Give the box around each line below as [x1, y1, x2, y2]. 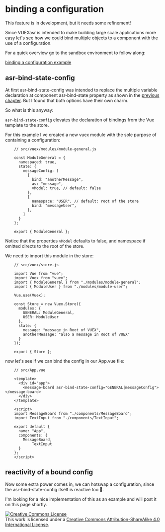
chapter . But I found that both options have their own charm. [5, 97, 129, 103]
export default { [14, 424, 50, 429]
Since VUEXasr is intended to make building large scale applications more [5, 29, 157, 35]
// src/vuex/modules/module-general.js [14, 147, 97, 152]
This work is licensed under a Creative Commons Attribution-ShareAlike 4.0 [5, 516, 160, 522]
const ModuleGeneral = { [14, 155, 66, 160]
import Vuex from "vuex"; [14, 275, 68, 280]
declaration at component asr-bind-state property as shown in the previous [5, 92, 160, 98]
